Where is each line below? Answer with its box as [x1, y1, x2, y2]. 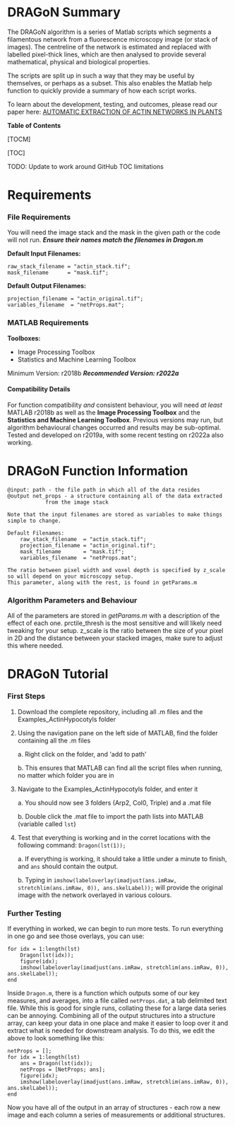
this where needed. [7, 641, 64, 650]
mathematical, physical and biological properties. [7, 57, 150, 66]
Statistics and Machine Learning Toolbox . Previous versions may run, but [7, 415, 224, 424]
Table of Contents [7, 121, 61, 129]
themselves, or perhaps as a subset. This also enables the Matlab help [7, 78, 212, 87]
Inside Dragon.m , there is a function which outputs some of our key [7, 988, 200, 997]
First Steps [7, 692, 46, 701]
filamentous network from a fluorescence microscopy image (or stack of [7, 35, 218, 43]
